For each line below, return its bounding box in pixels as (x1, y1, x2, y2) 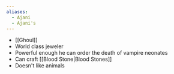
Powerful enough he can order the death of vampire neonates (14, 49, 168, 57)
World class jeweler (14, 43, 64, 50)
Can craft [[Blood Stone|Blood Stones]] (14, 55, 112, 63)
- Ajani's (11, 20, 36, 26)
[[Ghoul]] (14, 37, 38, 44)
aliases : (6, 8, 28, 15)
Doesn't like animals (14, 62, 65, 69)
